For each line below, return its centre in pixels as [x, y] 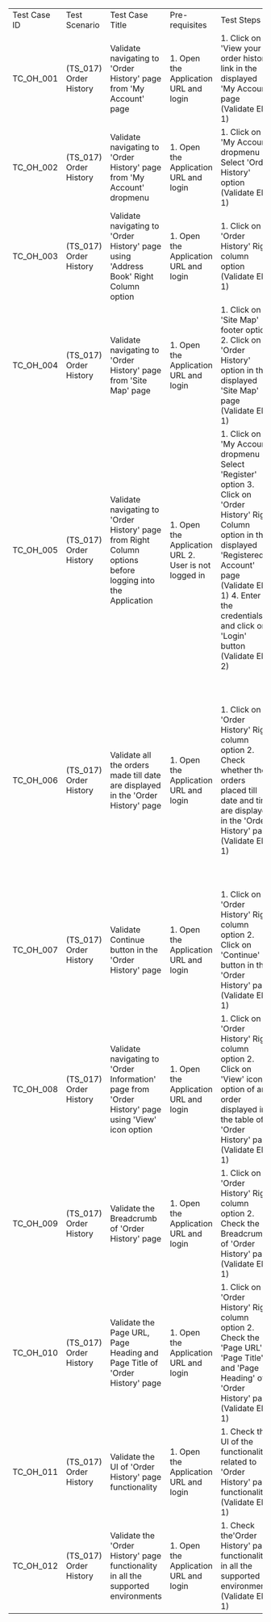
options [124, 560]
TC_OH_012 [35, 1566]
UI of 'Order [132, 1467]
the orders [129, 765]
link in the [239, 68]
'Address [127, 266]
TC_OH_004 [35, 365]
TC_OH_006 [35, 780]
